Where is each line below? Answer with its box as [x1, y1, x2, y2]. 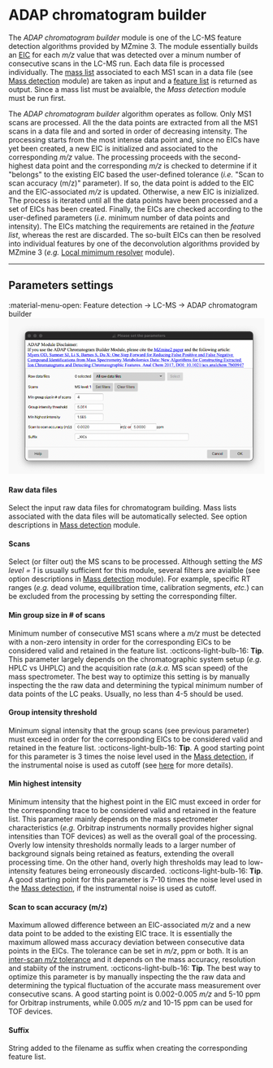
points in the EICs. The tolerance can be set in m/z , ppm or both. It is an [8, 946, 249, 956]
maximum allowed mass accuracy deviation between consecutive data [8, 938, 245, 948]
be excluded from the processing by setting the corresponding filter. [8, 592, 237, 602]
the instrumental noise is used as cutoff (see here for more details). [8, 759, 234, 770]
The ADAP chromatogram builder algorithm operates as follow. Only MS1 [8, 108, 252, 119]
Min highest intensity [8, 779, 82, 789]
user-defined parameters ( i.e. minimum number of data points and [8, 212, 230, 222]
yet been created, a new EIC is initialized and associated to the [8, 143, 218, 153]
